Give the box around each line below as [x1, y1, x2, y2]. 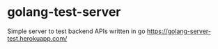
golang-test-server [7, 4, 121, 20]
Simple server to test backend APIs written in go [7, 27, 146, 35]
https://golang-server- [146, 27, 211, 35]
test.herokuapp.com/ [7, 34, 68, 42]
